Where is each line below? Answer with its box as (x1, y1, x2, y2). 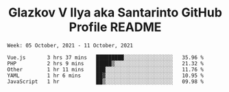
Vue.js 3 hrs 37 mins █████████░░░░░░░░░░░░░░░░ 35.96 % (7, 54, 204, 61)
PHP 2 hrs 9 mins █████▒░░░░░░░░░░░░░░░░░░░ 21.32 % (7, 60, 204, 67)
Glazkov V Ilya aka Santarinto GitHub (8, 5, 223, 21)
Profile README (69, 19, 162, 35)
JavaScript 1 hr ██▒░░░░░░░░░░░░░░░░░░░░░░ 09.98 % (7, 78, 204, 85)
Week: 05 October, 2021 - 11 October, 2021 (7, 42, 134, 49)
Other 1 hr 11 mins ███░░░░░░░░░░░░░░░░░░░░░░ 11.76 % (7, 66, 204, 73)
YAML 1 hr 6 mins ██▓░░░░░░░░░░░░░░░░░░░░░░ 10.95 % (7, 72, 204, 79)
